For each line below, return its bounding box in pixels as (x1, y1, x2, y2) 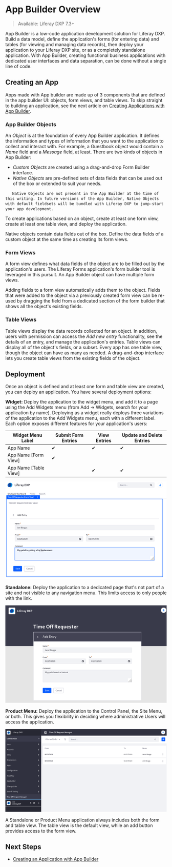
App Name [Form (7, 452, 44, 458)
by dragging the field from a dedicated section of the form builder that (17, 298, 165, 304)
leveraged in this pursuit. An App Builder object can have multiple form (5, 272, 155, 278)
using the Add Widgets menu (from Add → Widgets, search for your (5, 404, 148, 411)
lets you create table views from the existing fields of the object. (5, 355, 141, 361)
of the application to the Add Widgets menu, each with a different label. (5, 415, 156, 421)
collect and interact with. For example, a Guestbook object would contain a (5, 144, 163, 150)
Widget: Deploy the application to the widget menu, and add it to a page (5, 399, 158, 405)
